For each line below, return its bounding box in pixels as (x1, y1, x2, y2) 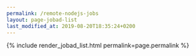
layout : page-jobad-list (6, 16, 77, 23)
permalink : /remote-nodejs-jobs (6, 10, 99, 17)
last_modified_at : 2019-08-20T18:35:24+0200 (6, 23, 136, 29)
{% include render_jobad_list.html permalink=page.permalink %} (6, 42, 190, 50)
